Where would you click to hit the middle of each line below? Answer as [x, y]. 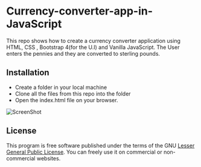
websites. [49, 158]
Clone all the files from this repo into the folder [73, 93]
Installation [28, 73]
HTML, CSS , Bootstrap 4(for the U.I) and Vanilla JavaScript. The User [93, 47]
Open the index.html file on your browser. [66, 100]
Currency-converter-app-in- [79, 11]
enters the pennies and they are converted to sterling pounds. [83, 53]
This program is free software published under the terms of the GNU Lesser [101, 145]
